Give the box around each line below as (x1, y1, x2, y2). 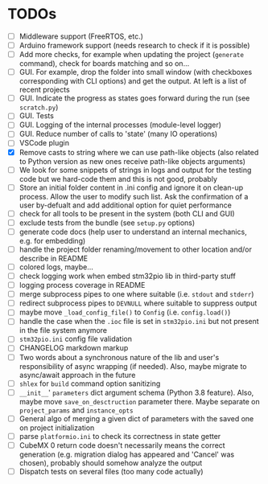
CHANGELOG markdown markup (19, 343, 129, 353)
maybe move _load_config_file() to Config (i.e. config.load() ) (19, 307, 231, 318)
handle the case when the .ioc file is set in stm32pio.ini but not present (19, 317, 259, 326)
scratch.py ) (19, 102, 59, 113)
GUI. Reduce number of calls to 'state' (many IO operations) (19, 129, 218, 139)
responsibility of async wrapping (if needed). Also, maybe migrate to (19, 361, 247, 371)
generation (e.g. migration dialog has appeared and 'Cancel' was (19, 449, 235, 459)
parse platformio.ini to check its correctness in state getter (19, 431, 221, 441)
